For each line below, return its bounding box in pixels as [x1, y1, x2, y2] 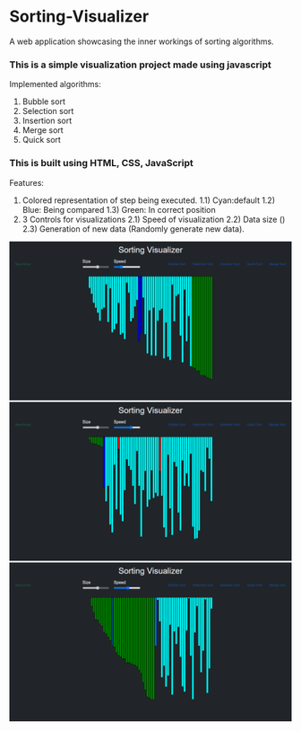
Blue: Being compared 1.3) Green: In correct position [21, 204, 217, 215]
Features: [9, 177, 45, 188]
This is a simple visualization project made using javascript [9, 58, 271, 71]
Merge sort [21, 125, 64, 136]
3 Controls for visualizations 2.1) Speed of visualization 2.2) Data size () [21, 214, 286, 225]
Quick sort [21, 135, 61, 145]
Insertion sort [21, 115, 73, 127]
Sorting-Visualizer [9, 6, 150, 27]
